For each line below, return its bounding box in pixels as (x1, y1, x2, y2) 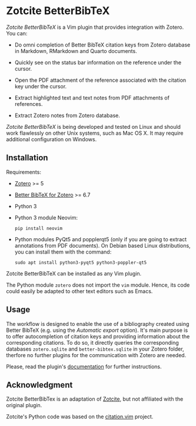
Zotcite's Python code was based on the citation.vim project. (6, 413, 154, 420)
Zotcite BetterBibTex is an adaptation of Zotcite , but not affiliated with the (6, 395, 184, 402)
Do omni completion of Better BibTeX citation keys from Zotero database (14, 41, 191, 48)
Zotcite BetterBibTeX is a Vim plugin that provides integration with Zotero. (6, 24, 184, 31)
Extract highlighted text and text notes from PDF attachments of (14, 94, 170, 101)
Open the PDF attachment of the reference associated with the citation (14, 76, 187, 84)
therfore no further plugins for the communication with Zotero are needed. (6, 351, 187, 358)
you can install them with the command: (14, 248, 112, 255)
